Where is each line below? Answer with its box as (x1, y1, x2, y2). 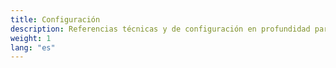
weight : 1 (10, 33, 52, 43)
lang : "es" (10, 42, 56, 53)
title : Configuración (10, 14, 101, 25)
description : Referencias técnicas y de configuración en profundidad (10, 24, 311, 34)
